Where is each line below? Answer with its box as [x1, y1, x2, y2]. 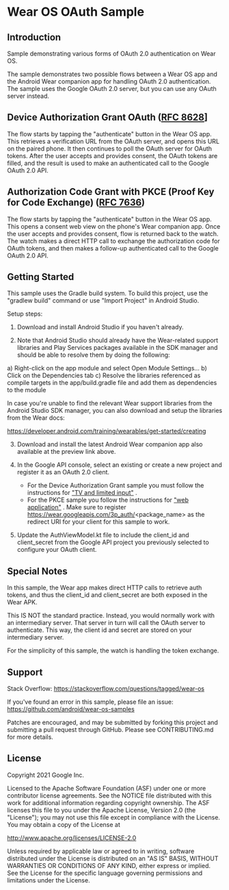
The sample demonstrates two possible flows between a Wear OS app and [7, 70, 217, 78]
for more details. [7, 733, 53, 741]
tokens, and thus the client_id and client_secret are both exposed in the [7, 591, 208, 599]
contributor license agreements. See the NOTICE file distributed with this [7, 791, 212, 800]
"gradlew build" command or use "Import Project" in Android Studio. [7, 296, 200, 305]
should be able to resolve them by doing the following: [16, 351, 170, 359]
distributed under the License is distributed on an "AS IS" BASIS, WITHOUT [7, 854, 219, 863]
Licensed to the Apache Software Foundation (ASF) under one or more [7, 784, 206, 792]
